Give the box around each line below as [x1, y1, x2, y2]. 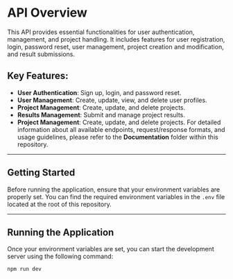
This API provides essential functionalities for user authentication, [7, 28, 195, 36]
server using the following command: [7, 252, 114, 261]
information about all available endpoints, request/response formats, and [17, 125, 225, 133]
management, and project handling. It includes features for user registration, [7, 35, 225, 43]
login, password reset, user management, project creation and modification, [7, 42, 224, 51]
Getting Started [7, 167, 76, 178]
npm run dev [7, 266, 42, 273]
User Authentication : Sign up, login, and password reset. [17, 88, 182, 96]
